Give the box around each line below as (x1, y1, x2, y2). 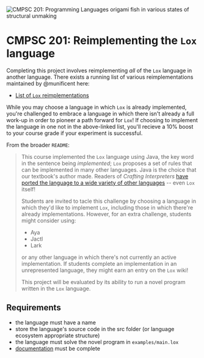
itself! (21, 185, 35, 192)
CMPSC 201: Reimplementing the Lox (6, 34, 197, 48)
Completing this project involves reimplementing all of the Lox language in (6, 67, 192, 74)
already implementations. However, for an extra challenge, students (21, 210, 192, 217)
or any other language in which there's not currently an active (21, 254, 177, 261)
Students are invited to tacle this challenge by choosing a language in (21, 197, 197, 205)
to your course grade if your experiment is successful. (6, 129, 143, 137)
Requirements (6, 302, 61, 313)
